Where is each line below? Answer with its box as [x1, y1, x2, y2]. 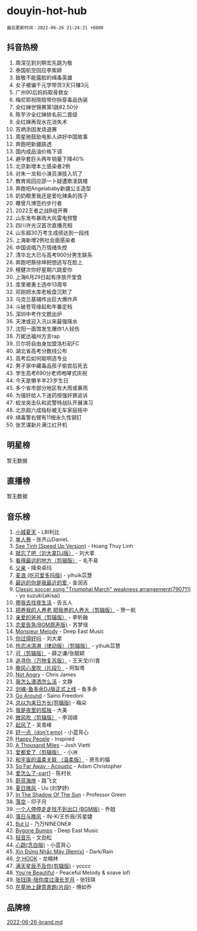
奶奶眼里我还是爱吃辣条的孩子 [15, 192, 88, 199]
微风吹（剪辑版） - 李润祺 [15, 714, 78, 721]
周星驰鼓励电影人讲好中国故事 [15, 133, 88, 140]
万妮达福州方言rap [15, 332, 60, 339]
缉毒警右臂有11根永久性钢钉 [15, 414, 82, 421]
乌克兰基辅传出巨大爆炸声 [15, 296, 78, 303]
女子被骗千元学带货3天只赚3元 [15, 81, 90, 88]
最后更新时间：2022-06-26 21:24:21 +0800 [6, 25, 104, 31]
